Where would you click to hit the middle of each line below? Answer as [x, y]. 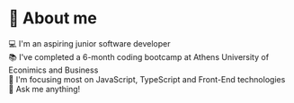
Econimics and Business [53, 70]
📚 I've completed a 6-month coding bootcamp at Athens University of [139, 56]
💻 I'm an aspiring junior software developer [90, 43]
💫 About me [53, 18]
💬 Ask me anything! [45, 89]
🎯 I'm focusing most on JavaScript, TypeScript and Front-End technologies [147, 79]
